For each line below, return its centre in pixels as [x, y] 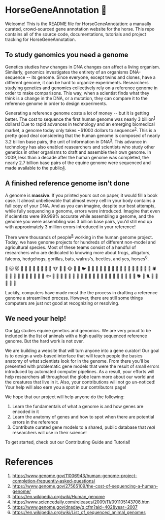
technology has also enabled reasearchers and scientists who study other [80, 147]
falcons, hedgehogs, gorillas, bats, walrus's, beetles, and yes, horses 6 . [77, 258]
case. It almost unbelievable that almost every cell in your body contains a [80, 200]
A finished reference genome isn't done [67, 184]
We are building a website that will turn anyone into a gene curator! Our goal [82, 350]
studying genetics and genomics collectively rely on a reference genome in [81, 88]
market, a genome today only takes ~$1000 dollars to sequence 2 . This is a [81, 130]
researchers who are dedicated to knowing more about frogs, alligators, [78, 253]
